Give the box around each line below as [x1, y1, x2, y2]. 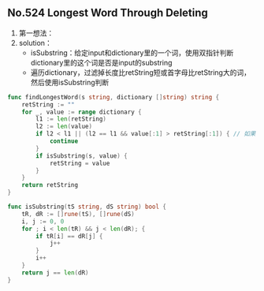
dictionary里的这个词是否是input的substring [30, 58, 173, 67]
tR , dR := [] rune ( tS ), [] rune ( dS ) [21, 210, 135, 218]
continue [49, 137, 79, 145]
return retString [21, 181, 79, 189]
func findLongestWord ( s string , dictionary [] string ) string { [7, 93, 220, 101]
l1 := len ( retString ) [35, 115, 107, 123]
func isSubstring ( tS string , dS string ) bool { [7, 203, 167, 211]
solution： [18, 38, 52, 47]
